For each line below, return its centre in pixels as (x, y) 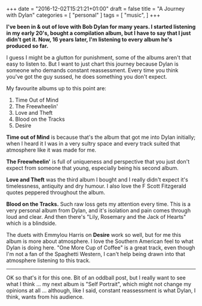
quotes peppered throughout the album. (56, 192)
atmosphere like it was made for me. (51, 150)
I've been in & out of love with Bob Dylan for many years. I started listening (101, 27)
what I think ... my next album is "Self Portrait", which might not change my (99, 284)
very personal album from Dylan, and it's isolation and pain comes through (99, 210)
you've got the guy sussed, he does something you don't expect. (87, 77)
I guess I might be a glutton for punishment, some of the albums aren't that (99, 57)
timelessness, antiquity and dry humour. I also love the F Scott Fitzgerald (96, 186)
